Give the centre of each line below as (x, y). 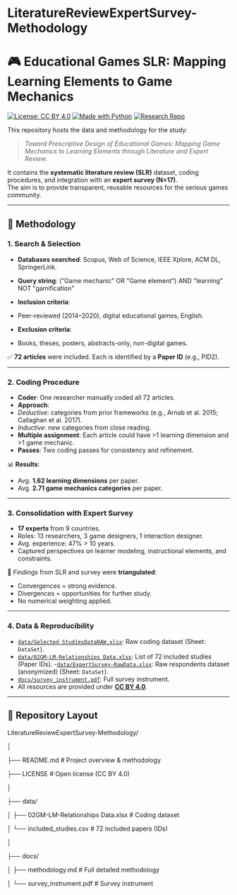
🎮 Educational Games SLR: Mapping (117, 62)
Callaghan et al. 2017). (50, 420)
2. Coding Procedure (43, 382)
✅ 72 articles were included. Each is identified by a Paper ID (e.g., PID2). (114, 357)
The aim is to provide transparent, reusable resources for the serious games (118, 187)
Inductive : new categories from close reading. (84, 428)
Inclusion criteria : (44, 301)
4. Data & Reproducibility (51, 626)
